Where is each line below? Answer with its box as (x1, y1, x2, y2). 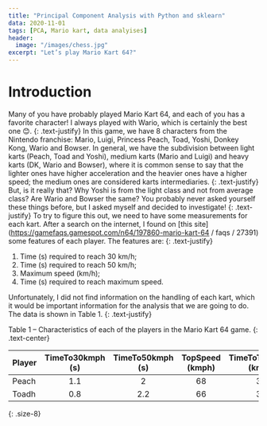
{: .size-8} (8, 408, 41, 418)
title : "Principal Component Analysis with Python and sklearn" (8, 11, 226, 20)
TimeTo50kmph (112, 352, 174, 363)
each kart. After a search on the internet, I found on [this (8, 219, 193, 229)
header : (8, 33, 34, 42)
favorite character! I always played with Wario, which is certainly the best (8, 117, 248, 127)
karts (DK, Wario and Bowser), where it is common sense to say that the (8, 160, 244, 170)
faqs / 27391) (215, 228, 259, 237)
